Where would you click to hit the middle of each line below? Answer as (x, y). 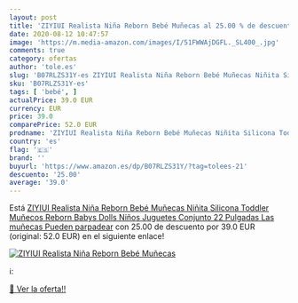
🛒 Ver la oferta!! (38, 289)
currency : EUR (35, 108)
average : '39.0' (39, 183)
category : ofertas (43, 59)
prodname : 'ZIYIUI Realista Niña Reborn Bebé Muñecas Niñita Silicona (142, 133)
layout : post (33, 17)
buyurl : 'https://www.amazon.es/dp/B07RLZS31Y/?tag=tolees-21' (129, 166)
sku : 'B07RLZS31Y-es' (49, 84)
